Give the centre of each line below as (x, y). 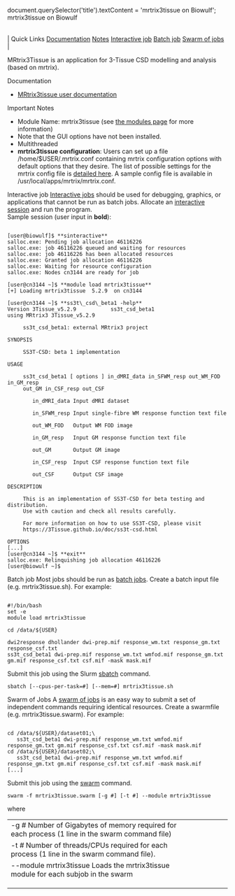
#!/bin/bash (24, 606)
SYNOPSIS (20, 340)
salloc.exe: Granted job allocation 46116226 (74, 260)
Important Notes (31, 108)
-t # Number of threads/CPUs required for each (89, 845)
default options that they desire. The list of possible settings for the (114, 166)
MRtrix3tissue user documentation (67, 94)
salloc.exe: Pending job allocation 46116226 (74, 242)
